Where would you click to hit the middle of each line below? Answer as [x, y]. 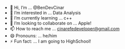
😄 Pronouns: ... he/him [33, 36]
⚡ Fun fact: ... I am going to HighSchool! [50, 41]
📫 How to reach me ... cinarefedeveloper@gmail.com [65, 29]
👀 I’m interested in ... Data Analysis [45, 13]
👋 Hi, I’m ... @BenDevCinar [37, 8]
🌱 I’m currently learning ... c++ [41, 18]
